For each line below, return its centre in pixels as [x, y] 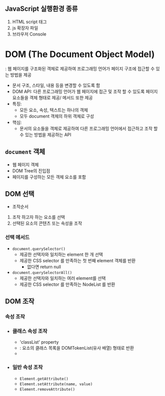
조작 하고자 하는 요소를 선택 [39, 217]
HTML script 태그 [29, 22]
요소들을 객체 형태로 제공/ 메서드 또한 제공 [52, 97]
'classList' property [39, 342]
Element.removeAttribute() [47, 389]
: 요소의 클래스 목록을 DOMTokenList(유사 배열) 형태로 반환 [77, 348]
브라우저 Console [29, 34]
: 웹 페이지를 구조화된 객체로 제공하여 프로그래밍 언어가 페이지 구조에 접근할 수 [80, 69]
